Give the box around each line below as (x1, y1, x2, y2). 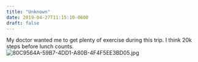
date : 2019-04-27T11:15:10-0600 (6, 14, 89, 20)
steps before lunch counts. (6, 43, 74, 50)
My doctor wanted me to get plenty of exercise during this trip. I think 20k (6, 37, 193, 44)
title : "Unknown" (6, 8, 51, 15)
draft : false (6, 20, 40, 26)
